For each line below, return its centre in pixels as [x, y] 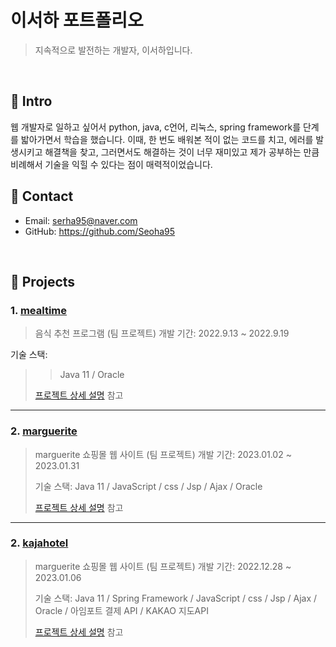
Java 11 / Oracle [92, 375]
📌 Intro [31, 101]
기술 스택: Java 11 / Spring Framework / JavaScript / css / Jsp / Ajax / [176, 598]
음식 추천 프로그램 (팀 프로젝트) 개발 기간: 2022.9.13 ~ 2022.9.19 [162, 333]
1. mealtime [38, 310]
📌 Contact [42, 196]
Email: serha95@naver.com [81, 220]
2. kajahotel [39, 543]
